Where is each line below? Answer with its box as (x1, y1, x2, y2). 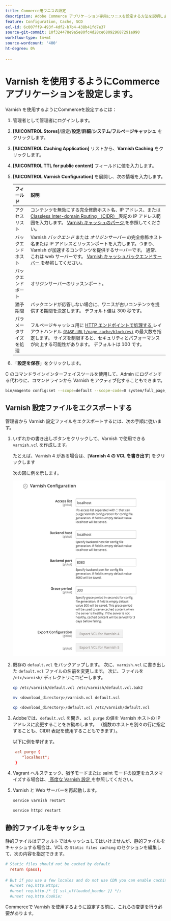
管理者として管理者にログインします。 (12, 117, 93, 123)
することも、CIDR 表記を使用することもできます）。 (12, 727, 121, 733)
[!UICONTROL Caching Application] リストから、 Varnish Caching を (12, 145, 159, 151)
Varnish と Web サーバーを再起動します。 (12, 787, 100, 793)
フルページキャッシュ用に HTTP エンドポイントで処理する (30, 322, 152, 328)
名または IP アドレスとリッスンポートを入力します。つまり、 (30, 240, 157, 246)
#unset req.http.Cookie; (10, 894, 63, 899)
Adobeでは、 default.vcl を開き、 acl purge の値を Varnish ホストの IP (12, 715, 161, 721)
